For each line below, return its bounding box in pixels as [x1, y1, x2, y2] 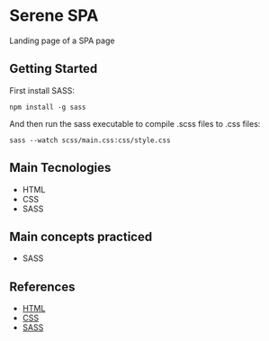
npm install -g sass [9, 103, 87, 112]
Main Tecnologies [9, 160, 112, 175]
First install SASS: [9, 85, 75, 95]
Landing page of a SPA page [9, 35, 115, 46]
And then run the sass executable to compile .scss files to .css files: [9, 118, 261, 129]
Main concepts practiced [9, 229, 153, 244]
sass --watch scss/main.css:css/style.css [9, 136, 171, 145]
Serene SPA [9, 5, 99, 26]
